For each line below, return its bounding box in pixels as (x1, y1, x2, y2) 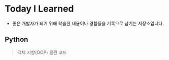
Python (5, 35, 28, 44)
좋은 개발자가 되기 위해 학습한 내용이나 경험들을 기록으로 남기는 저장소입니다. (12, 20, 164, 26)
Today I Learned (5, 3, 74, 15)
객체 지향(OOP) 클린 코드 (17, 49, 67, 55)
